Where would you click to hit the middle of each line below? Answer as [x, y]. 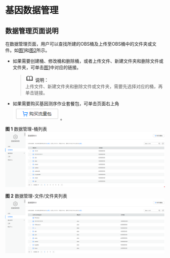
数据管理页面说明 [32, 31]
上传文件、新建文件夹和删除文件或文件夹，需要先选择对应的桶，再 [94, 86]
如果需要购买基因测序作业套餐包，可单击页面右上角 [66, 104]
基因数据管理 [32, 10]
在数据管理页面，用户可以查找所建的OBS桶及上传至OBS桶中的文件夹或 [79, 44]
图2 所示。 [39, 50]
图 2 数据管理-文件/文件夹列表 [36, 196]
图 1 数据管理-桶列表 [26, 129]
